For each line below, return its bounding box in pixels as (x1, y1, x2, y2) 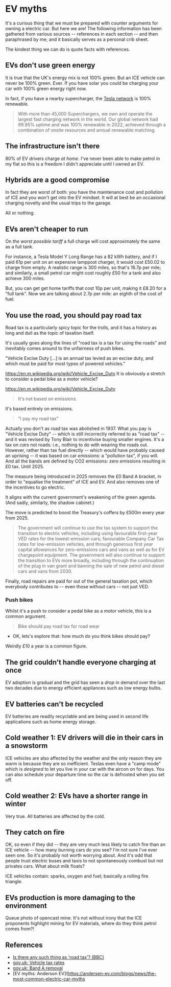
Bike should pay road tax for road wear (17, 623, 100, 629)
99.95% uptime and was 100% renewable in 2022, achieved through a (17, 121, 166, 128)
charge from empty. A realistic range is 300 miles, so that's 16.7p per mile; (5, 264, 161, 271)
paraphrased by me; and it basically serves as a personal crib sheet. (5, 36, 149, 42)
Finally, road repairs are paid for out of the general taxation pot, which (5, 578, 153, 584)
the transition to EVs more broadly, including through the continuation (17, 558, 164, 563)
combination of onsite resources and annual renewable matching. (17, 127, 156, 133)
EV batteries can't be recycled (5, 700, 104, 708)
